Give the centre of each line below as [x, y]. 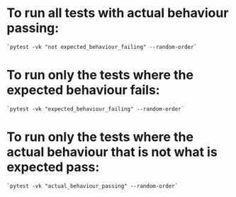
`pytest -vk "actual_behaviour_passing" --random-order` [92, 186]
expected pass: [53, 167]
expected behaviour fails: [83, 90]
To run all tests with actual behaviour [118, 13]
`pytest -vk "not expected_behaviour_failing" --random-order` [102, 47]
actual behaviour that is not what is [112, 152]
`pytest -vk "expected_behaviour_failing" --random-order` [96, 109]
